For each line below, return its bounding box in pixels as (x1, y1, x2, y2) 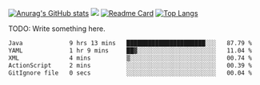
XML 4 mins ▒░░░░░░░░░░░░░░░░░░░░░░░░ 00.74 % (8, 54, 252, 62)
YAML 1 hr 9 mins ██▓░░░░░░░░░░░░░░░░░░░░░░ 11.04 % (8, 46, 252, 55)
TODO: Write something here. (8, 24, 106, 33)
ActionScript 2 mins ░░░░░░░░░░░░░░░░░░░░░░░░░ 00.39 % (8, 61, 252, 69)
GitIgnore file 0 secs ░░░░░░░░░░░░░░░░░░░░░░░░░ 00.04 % (8, 68, 252, 77)
